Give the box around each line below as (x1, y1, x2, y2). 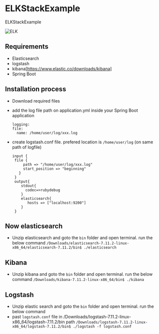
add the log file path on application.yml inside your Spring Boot (12, 107, 138, 113)
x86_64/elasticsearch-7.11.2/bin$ (12, 245, 82, 250)
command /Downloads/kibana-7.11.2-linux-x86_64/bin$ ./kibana (12, 277, 144, 282)
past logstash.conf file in (12, 314, 63, 319)
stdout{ (21, 183, 36, 188)
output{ (14, 179, 30, 184)
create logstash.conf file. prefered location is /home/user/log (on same (12, 139, 154, 145)
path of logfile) (12, 144, 42, 150)
